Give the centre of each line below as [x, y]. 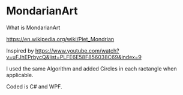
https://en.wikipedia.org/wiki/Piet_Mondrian [60, 39]
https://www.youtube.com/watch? [77, 50]
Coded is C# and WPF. [34, 86]
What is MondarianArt [33, 27]
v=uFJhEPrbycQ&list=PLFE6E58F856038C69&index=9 [74, 57]
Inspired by [20, 50]
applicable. [20, 75]
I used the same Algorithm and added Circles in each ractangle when [91, 68]
